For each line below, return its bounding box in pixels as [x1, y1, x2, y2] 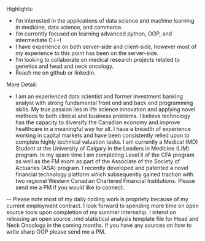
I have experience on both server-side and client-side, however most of [15, 43, 197, 50]
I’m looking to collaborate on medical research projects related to [15, 56, 180, 63]
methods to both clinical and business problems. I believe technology [15, 113, 191, 119]
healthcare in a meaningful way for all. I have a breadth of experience [15, 125, 191, 132]
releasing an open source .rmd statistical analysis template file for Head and [6, 215, 199, 222]
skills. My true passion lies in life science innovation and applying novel [15, 106, 196, 113]
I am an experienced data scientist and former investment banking [15, 93, 183, 100]
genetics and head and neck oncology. [15, 62, 114, 70]
